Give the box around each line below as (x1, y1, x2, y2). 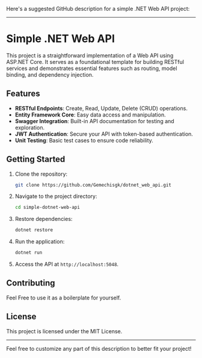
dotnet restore (14, 227, 54, 233)
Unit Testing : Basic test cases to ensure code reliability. (14, 136, 153, 144)
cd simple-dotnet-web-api (14, 205, 80, 211)
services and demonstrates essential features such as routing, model (6, 65, 177, 72)
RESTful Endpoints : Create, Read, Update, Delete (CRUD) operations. (14, 104, 188, 112)
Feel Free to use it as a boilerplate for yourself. (6, 294, 121, 301)
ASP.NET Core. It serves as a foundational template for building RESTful (6, 58, 185, 65)
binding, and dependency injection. (6, 71, 94, 78)
